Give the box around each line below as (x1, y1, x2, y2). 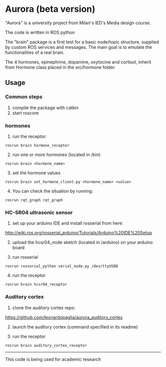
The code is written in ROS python (5, 29, 75, 35)
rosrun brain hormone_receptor (5, 143, 70, 148)
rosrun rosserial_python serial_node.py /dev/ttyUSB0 (5, 264, 119, 269)
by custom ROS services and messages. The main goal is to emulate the (5, 44, 152, 50)
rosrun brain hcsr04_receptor (5, 282, 68, 287)
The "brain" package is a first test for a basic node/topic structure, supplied (5, 39, 159, 45)
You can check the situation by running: (12, 188, 93, 194)
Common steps (5, 93, 43, 100)
